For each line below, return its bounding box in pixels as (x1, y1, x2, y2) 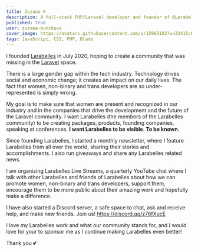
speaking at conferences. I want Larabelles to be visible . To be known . (6, 125, 180, 133)
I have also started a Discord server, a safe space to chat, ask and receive (6, 204, 186, 211)
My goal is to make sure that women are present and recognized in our (6, 101, 178, 107)
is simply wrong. (37, 89, 77, 96)
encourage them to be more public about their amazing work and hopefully (6, 186, 189, 193)
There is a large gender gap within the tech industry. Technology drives (6, 70, 180, 77)
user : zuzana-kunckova (6, 25, 62, 31)
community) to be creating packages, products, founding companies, (6, 119, 174, 126)
